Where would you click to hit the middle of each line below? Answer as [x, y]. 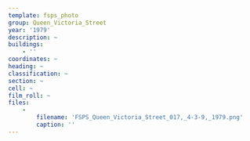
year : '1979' [29, 30]
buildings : [26, 45]
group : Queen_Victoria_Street [58, 23]
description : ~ [33, 37]
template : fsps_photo [43, 15]
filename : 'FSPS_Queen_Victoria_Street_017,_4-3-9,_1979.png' [140, 117]
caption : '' [56, 125]
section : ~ [26, 81]
